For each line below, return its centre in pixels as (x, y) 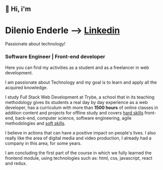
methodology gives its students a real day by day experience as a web (77, 102)
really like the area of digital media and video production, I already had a (78, 138)
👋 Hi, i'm (18, 9)
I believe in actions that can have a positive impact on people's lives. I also (81, 133)
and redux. (16, 163)
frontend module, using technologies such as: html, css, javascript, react (79, 158)
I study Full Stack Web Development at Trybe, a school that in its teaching (80, 97)
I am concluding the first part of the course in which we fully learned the (78, 153)
